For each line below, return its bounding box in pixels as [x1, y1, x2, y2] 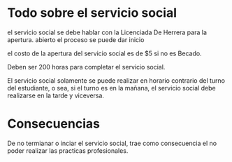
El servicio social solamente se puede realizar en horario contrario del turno [7, 76, 226, 85]
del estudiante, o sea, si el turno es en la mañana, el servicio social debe [7, 83, 216, 92]
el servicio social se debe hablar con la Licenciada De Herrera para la [7, 28, 208, 36]
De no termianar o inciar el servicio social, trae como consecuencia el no [7, 139, 217, 147]
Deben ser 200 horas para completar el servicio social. [7, 62, 166, 71]
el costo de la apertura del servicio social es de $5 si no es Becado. [7, 49, 202, 58]
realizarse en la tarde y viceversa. [7, 91, 105, 100]
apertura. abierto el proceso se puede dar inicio [7, 35, 145, 43]
